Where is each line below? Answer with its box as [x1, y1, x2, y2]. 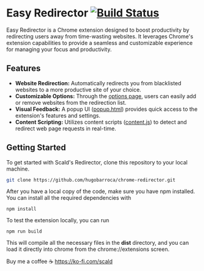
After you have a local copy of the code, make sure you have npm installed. [6, 188, 195, 195]
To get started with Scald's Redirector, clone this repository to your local [6, 158, 188, 166]
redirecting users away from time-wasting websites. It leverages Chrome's [6, 32, 194, 40]
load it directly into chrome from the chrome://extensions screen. [6, 245, 170, 253]
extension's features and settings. [15, 111, 100, 119]
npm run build [6, 228, 43, 234]
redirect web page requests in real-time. [15, 125, 117, 132]
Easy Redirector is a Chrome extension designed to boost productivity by [6, 26, 190, 33]
